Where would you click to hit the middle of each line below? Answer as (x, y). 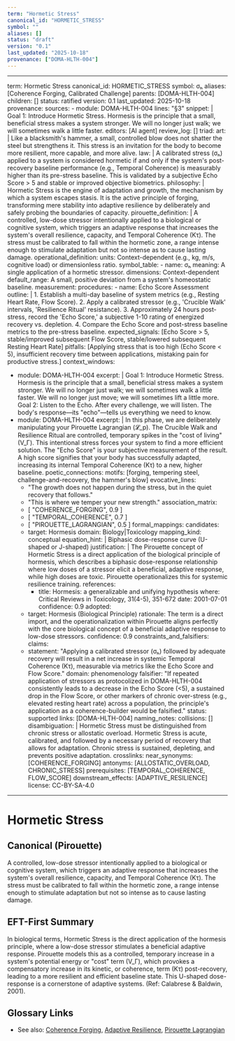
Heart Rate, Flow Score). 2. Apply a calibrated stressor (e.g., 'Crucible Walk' (116, 301)
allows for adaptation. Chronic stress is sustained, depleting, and (121, 748)
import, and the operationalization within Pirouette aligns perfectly (123, 621)
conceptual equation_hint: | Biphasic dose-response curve (112, 539)
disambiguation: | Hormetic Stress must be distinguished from (117, 726)
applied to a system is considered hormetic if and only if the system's (107, 160)
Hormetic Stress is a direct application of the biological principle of (124, 554)
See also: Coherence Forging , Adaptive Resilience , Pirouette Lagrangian (121, 1030)
